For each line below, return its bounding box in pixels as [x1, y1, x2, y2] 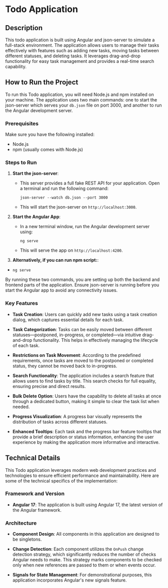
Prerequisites [5, 120, 39, 127]
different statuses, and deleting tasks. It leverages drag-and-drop [5, 53, 141, 59]
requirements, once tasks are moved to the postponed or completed [12, 357, 154, 363]
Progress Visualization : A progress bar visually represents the [12, 413, 142, 419]
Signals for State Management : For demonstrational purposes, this [12, 572, 152, 578]
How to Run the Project [5, 78, 79, 86]
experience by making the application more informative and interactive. [12, 439, 160, 445]
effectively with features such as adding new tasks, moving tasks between [5, 48, 159, 53]
